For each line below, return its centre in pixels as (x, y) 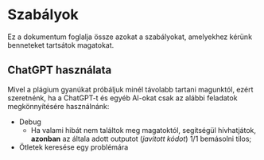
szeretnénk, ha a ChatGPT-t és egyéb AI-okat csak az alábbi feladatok (122, 98)
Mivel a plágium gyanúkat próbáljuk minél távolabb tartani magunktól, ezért (130, 89)
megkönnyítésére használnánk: (58, 106)
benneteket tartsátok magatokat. (61, 45)
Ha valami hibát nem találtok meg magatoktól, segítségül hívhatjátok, (143, 130)
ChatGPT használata (60, 70)
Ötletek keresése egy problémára (74, 147)
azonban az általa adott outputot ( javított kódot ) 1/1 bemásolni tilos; (141, 139)
